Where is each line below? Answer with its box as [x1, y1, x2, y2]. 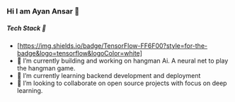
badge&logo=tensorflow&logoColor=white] [16, 49, 142, 57]
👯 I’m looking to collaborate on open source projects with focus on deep [16, 79, 227, 87]
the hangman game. [16, 63, 76, 72]
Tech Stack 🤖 [6, 24, 47, 32]
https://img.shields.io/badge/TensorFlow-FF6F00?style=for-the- [19, 42, 208, 50]
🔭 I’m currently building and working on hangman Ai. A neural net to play [16, 56, 229, 65]
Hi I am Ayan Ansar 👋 [6, 6, 79, 16]
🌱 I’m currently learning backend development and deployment [16, 71, 201, 79]
